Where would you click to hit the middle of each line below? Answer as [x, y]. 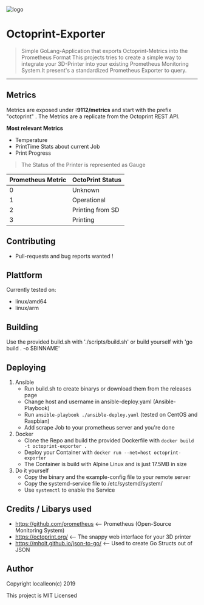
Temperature [31, 140]
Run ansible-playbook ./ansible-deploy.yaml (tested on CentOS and [111, 415]
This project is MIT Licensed [42, 595]
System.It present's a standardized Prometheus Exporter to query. [104, 70]
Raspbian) [37, 421]
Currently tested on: [31, 290]
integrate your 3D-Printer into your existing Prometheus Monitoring [105, 63]
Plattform [24, 275]
